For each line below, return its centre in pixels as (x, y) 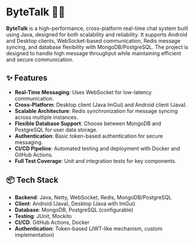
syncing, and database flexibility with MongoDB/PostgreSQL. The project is (97, 47)
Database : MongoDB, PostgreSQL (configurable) (74, 210)
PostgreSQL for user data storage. (56, 129)
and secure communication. (40, 59)
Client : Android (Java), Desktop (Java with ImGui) (75, 203)
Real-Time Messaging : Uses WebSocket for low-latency (83, 92)
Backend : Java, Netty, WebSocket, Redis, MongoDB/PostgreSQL (93, 197)
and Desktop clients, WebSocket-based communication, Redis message (93, 41)
